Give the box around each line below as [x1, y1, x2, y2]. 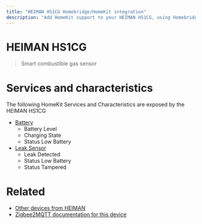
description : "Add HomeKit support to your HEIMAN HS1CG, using [6, 14, 171, 20]
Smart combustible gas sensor [20, 60, 97, 67]
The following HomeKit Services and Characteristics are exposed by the [6, 101, 185, 108]
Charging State [23, 132, 61, 139]
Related [6, 184, 45, 198]
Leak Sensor [14, 145, 46, 152]
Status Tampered [23, 163, 67, 171]
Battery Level [23, 126, 57, 133]
